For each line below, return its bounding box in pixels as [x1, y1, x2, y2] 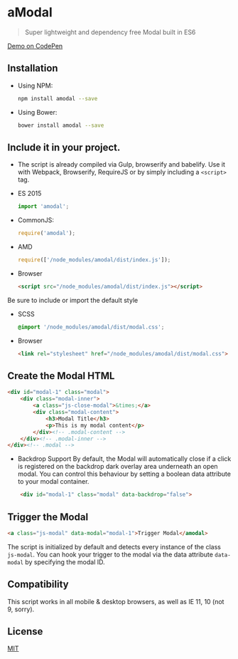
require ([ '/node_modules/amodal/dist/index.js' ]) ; [17, 256, 171, 264]
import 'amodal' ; [17, 203, 70, 210]
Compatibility [7, 578, 69, 591]
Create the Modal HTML [7, 370, 115, 382]
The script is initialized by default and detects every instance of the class [7, 542, 222, 551]
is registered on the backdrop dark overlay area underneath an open [17, 462, 218, 471]
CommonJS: [17, 216, 55, 224]
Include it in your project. [7, 141, 121, 153]
